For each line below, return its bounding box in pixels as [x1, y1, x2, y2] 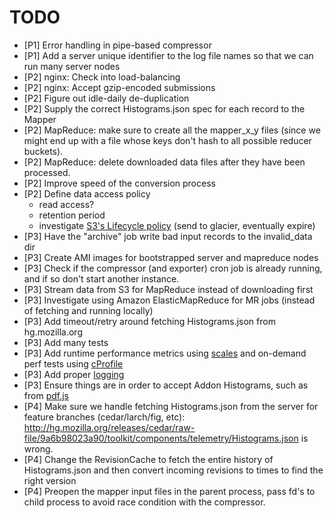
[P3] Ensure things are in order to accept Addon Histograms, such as [23, 379, 309, 391]
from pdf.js [23, 389, 69, 401]
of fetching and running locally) [23, 304, 154, 316]
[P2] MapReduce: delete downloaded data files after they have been [23, 156, 306, 168]
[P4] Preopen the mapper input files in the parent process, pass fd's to [23, 485, 316, 497]
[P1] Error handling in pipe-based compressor [23, 39, 212, 51]
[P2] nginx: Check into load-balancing [23, 71, 181, 83]
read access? [38, 198, 95, 210]
